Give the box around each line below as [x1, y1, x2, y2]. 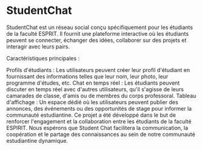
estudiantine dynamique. [6, 137, 69, 144]
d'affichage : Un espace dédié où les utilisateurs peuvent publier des [6, 98, 178, 106]
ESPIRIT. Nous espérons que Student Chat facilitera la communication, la [6, 124, 189, 131]
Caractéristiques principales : [6, 54, 80, 62]
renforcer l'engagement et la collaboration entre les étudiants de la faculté [6, 117, 192, 125]
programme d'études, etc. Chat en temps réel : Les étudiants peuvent [6, 79, 180, 86]
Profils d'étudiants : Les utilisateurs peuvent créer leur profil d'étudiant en [6, 66, 190, 73]
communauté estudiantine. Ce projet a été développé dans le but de [6, 111, 176, 119]
